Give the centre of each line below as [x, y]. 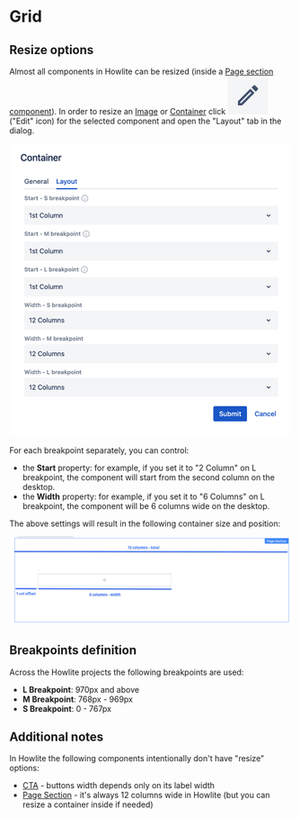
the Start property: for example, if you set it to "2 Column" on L [139, 468]
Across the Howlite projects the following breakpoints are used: [127, 672]
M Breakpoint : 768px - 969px [77, 699]
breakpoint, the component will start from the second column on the [149, 477]
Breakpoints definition [73, 650]
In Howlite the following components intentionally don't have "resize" [137, 759]
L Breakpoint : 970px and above [81, 689]
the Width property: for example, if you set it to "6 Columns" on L [143, 496]
